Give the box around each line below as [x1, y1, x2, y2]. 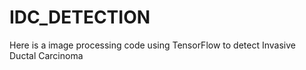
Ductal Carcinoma [9, 49, 84, 61]
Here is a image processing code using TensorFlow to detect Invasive [9, 39, 296, 51]
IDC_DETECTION [9, 6, 151, 29]
